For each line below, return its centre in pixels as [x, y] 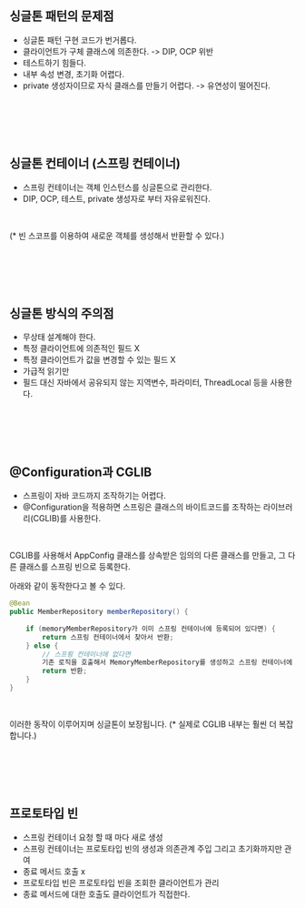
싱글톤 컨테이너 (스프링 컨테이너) [95, 163]
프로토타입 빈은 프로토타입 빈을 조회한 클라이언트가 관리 [121, 883]
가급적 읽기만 [46, 371]
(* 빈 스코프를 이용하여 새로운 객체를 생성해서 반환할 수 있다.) [117, 236]
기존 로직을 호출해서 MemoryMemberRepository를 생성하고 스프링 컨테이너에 [167, 662]
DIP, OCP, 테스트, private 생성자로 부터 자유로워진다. [116, 198]
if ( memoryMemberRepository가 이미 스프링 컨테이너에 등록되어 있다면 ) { [151, 629]
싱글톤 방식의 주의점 [62, 313]
